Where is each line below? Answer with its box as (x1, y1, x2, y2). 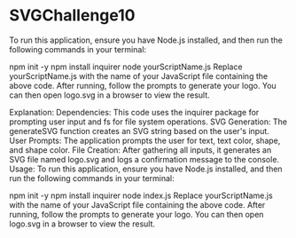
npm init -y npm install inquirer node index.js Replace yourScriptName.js (9, 190, 273, 201)
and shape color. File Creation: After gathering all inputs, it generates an (9, 144, 272, 155)
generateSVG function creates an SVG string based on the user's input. (9, 125, 270, 136)
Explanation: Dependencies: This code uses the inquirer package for (9, 107, 260, 117)
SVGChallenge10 (9, 5, 136, 26)
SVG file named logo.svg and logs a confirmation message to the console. (9, 154, 280, 164)
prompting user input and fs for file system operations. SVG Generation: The (9, 116, 288, 127)
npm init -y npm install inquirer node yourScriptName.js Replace (9, 61, 243, 72)
